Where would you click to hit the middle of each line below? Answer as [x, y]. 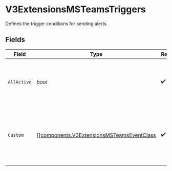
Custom [16, 135]
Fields [15, 40]
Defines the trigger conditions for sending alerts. [57, 24]
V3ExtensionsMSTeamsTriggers [76, 9]
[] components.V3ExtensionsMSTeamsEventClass [96, 135]
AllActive [20, 82]
